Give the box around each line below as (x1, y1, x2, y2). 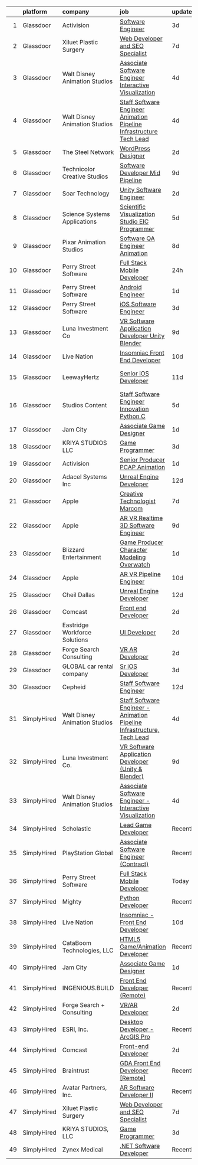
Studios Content (62, 401, 107, 409)
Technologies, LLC (62, 947, 114, 954)
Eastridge (62, 621, 89, 629)
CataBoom (62, 939, 92, 947)
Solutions (62, 636, 88, 644)
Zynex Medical (62, 1146, 103, 1153)
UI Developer (120, 629, 156, 636)
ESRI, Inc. (62, 1025, 88, 1033)
